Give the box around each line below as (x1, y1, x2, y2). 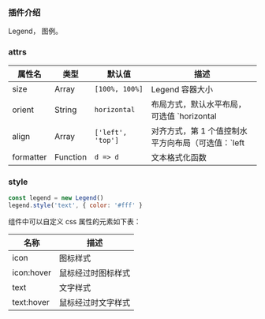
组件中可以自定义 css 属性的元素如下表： (8, 216, 141, 226)
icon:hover (12, 267, 52, 278)
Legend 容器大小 (151, 84, 213, 95)
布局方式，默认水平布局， (151, 99, 246, 110)
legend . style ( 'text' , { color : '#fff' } (8, 201, 144, 209)
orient (12, 104, 34, 115)
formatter (12, 152, 47, 163)
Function (54, 152, 88, 163)
